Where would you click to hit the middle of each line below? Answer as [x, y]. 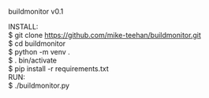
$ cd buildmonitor [37, 43]
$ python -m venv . [39, 52]
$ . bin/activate [33, 60]
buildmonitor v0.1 [36, 11]
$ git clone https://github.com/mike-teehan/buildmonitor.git [104, 35]
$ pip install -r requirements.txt [58, 69]
